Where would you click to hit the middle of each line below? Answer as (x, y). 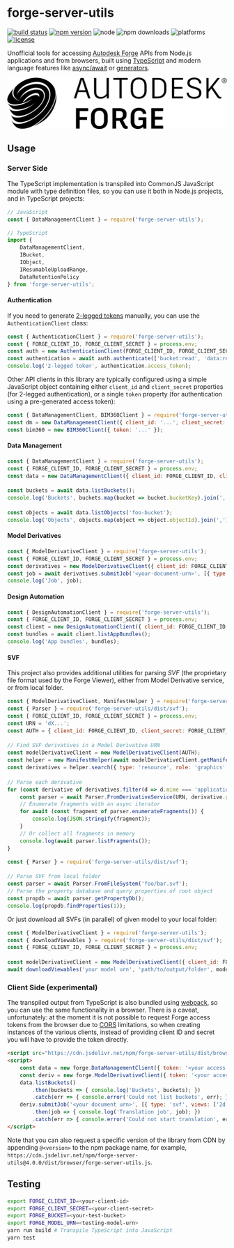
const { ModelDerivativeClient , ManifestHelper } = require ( (98, 702)
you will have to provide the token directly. (68, 1040)
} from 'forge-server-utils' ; (51, 284)
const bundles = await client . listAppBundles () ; (79, 634)
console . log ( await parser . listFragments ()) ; (85, 841)
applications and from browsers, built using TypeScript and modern (104, 60)
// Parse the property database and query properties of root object (110, 891)
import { (20, 240)
